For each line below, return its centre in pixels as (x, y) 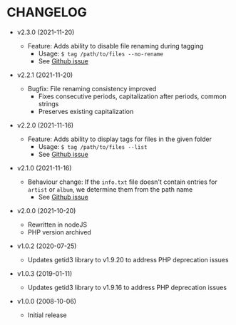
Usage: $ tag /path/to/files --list (93, 146)
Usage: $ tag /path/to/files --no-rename (101, 53)
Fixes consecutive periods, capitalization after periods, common (133, 96)
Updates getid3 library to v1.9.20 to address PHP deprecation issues (128, 259)
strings (48, 103)
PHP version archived (60, 232)
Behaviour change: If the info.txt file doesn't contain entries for (123, 182)
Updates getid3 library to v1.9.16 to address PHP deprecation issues (127, 287)
